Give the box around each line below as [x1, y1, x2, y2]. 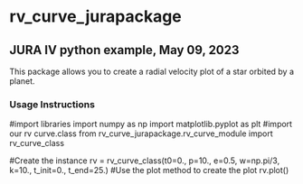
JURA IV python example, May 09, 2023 [9, 42, 240, 58]
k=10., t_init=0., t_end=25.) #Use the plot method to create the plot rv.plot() [9, 165, 289, 176]
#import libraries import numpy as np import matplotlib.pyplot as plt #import [9, 119, 292, 130]
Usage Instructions [9, 97, 95, 110]
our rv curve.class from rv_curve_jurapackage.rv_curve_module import [9, 128, 273, 139]
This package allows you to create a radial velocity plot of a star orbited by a [9, 66, 295, 77]
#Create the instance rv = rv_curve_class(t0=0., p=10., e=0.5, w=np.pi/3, [9, 155, 280, 166]
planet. [9, 76, 35, 87]
